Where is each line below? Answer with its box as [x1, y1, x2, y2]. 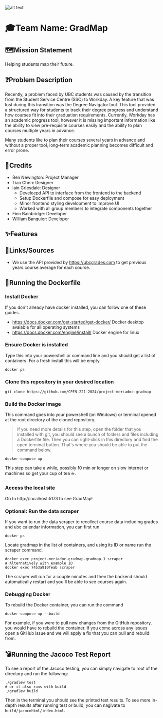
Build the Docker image [5, 401, 61, 408]
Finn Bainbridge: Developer [12, 210, 67, 216]
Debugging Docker [5, 591, 51, 598]
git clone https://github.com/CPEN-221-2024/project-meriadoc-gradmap [5, 390, 151, 395]
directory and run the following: [5, 671, 68, 677]
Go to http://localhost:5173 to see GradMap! [5, 495, 93, 501]
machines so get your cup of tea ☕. [5, 471, 76, 476]
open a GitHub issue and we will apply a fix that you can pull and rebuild [5, 630, 150, 636]
